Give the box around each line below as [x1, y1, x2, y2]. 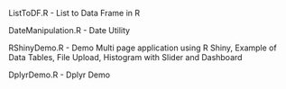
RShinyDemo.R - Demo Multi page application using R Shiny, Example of [8, 42, 277, 53]
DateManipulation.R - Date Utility [8, 25, 131, 35]
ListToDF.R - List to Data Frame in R [8, 8, 141, 18]
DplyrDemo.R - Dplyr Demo [8, 69, 110, 80]
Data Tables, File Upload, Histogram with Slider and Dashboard [8, 52, 243, 62]
